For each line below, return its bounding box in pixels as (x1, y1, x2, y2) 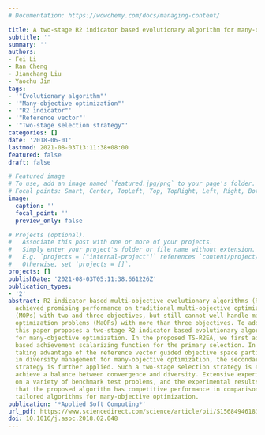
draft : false (8, 158, 51, 166)
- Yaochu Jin (8, 77, 51, 85)
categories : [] (8, 129, 58, 137)
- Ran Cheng (8, 62, 47, 71)
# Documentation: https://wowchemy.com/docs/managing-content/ (8, 11, 221, 20)
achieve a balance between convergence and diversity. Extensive (15, 371, 235, 379)
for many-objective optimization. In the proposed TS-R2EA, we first (15, 334, 248, 342)
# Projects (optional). (8, 231, 87, 239)
